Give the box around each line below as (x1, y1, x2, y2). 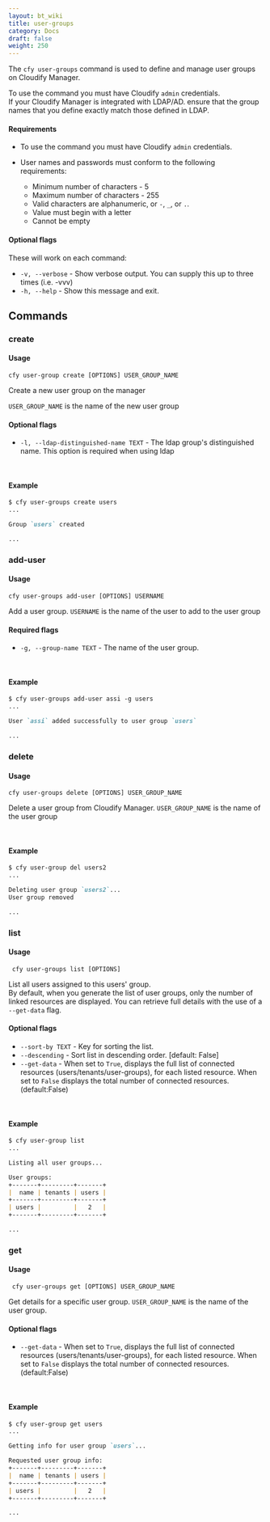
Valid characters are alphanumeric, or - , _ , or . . (32, 199, 190, 209)
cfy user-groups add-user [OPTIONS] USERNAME (8, 592, 164, 601)
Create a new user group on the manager (8, 386, 146, 395)
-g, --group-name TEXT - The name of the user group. (19, 643, 200, 653)
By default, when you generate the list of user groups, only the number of (8, 987, 253, 997)
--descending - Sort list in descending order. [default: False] (19, 1051, 220, 1060)
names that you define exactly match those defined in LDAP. (8, 106, 210, 116)
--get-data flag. (8, 1004, 62, 1015)
